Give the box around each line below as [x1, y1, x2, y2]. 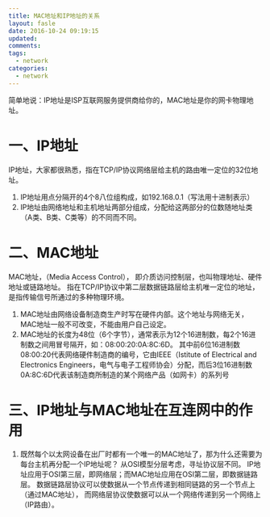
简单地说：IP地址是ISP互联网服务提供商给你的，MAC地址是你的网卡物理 [8, 95, 247, 105]
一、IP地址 [8, 137, 79, 154]
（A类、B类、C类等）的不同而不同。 [19, 212, 141, 222]
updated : [8, 34, 38, 43]
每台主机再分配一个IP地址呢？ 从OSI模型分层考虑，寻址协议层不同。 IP [19, 460, 254, 469]
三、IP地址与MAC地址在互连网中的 [8, 401, 239, 419]
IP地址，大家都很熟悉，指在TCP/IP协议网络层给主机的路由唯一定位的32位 [8, 165, 251, 174]
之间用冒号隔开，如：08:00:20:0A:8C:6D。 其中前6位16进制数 [34, 339, 240, 349]
